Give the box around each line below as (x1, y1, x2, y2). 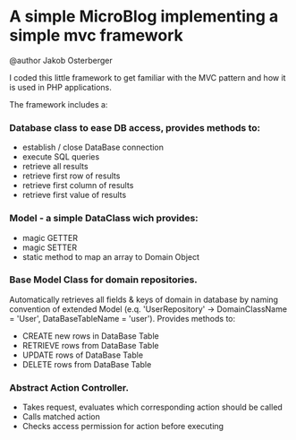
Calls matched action (21, 411, 101, 422)
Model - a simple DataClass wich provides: (9, 212, 199, 225)
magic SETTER (21, 242, 78, 253)
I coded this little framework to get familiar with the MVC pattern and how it (9, 72, 286, 82)
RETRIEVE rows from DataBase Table (21, 340, 159, 350)
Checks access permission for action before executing (21, 421, 224, 432)
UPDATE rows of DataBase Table (21, 349, 144, 360)
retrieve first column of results (21, 180, 134, 191)
